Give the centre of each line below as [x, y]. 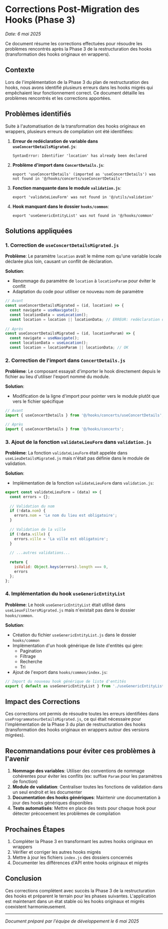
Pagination [31, 651]
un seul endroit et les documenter [47, 792]
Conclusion [23, 879]
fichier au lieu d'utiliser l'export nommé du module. [57, 377]
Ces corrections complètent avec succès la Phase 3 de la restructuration [80, 890]
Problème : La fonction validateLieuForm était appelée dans [66, 452]
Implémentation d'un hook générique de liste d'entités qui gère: [78, 645]
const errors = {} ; [30, 497]
